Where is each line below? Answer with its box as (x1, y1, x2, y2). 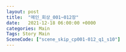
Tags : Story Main (6, 31, 50, 37)
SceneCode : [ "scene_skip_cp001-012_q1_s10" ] (6, 36, 121, 42)
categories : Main (6, 25, 50, 32)
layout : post (6, 8, 39, 15)
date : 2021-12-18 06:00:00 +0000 (6, 20, 96, 26)
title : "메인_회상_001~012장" (6, 14, 79, 20)
